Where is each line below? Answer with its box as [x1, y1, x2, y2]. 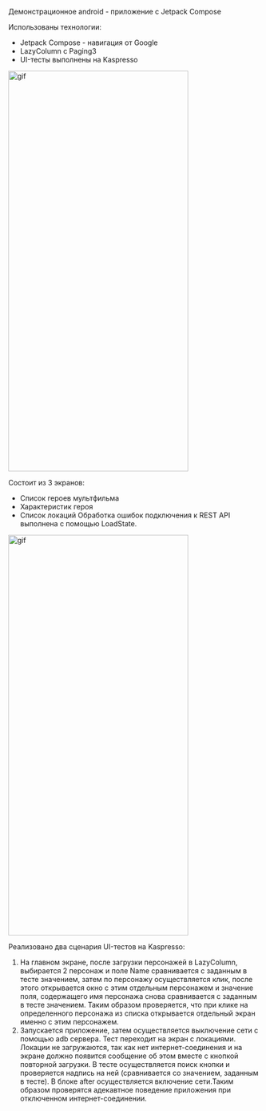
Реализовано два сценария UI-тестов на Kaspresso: [8, 942, 185, 952]
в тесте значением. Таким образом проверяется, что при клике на [19, 1000, 248, 1009]
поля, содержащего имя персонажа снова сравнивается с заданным [19, 992, 257, 1000]
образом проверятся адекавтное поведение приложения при [19, 1085, 232, 1094]
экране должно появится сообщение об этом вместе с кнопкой [19, 1051, 239, 1061]
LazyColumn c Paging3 [19, 46, 97, 55]
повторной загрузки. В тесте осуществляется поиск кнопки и [19, 1060, 230, 1069]
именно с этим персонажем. [19, 1017, 119, 1026]
